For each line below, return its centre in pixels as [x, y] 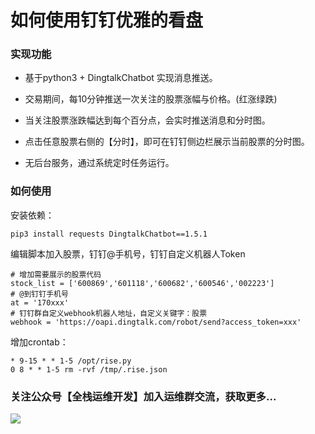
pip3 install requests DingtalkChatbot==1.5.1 [109, 234]
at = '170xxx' [40, 302]
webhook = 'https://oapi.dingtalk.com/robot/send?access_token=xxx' [156, 322]
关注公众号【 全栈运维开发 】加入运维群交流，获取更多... [143, 396]
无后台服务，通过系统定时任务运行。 [99, 163]
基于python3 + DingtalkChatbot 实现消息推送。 [121, 78]
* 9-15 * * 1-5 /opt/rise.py [71, 361]
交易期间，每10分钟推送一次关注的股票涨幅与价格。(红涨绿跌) [151, 99]
